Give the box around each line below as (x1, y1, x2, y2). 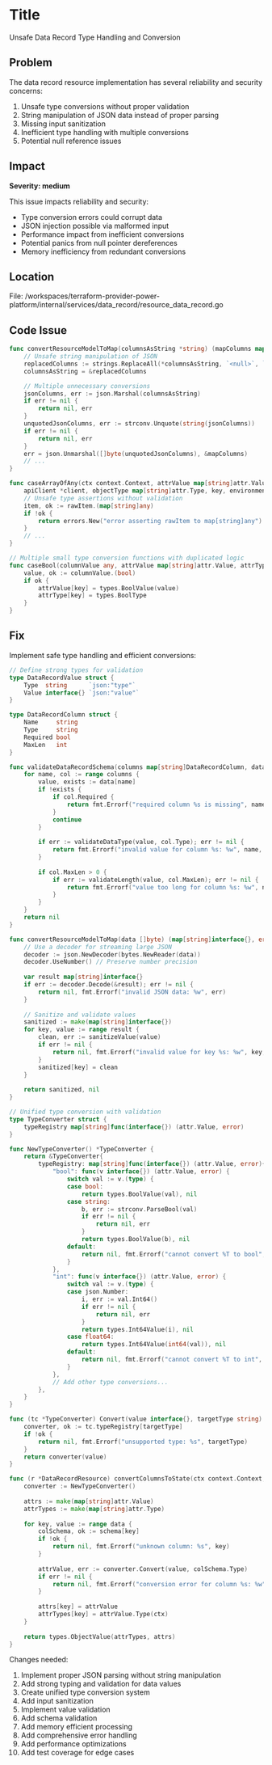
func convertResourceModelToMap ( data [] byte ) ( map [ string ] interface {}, (9, 935, 255, 944)
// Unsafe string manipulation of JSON (23, 353, 158, 361)
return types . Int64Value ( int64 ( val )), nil (81, 1341, 227, 1349)
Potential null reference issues (20, 136, 122, 146)
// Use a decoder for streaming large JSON (23, 943, 173, 951)
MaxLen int (23, 741, 68, 749)
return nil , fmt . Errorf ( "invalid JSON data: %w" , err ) (38, 988, 227, 996)
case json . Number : (66, 1288, 129, 1296)
